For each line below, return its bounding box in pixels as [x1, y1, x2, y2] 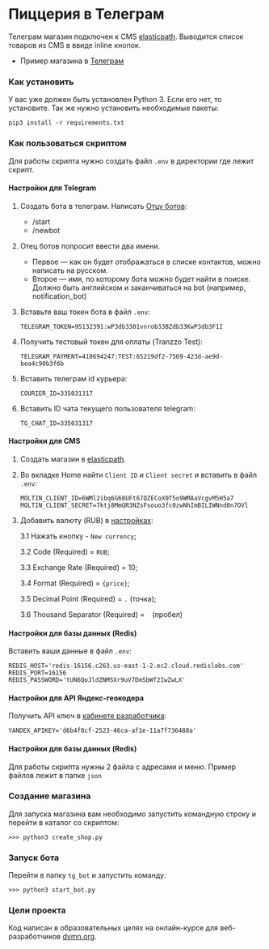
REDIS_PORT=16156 [8, 669, 67, 677]
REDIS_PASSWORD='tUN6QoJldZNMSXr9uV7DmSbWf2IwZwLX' [8, 676, 186, 684]
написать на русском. [32, 265, 109, 275]
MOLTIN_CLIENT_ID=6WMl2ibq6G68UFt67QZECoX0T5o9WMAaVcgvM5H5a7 [19, 494, 234, 502]
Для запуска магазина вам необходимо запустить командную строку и [8, 809, 257, 819]
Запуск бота [8, 852, 60, 863]
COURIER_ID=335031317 [19, 389, 93, 398]
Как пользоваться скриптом [8, 138, 127, 149]
